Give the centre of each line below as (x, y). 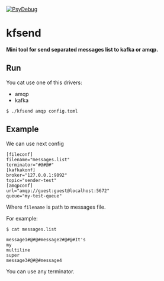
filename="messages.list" (38, 159)
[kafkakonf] (21, 170)
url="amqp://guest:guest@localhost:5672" (58, 191)
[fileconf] (20, 154)
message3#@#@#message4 (34, 260)
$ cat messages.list (32, 229)
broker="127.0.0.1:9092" (37, 175)
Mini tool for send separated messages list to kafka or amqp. (82, 49)
